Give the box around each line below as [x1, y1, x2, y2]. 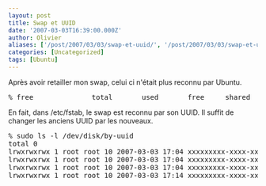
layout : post [8, 11, 51, 20]
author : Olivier [8, 33, 62, 42]
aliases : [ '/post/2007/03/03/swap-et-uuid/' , [8, 41, 161, 49]
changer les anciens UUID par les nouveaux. [8, 116, 154, 125]
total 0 [8, 139, 38, 148]
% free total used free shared [8, 93, 251, 101]
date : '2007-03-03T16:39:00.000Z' [8, 26, 123, 34]
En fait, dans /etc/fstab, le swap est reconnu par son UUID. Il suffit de [8, 108, 234, 117]
